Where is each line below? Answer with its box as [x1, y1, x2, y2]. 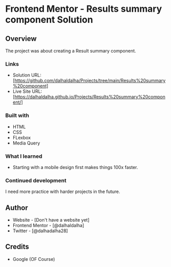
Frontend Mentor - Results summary [5, 3, 162, 15]
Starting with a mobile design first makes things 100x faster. [12, 164, 138, 170]
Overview [5, 34, 37, 43]
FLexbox [12, 134, 31, 140]
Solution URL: [12, 72, 42, 78]
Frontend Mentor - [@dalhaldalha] [12, 223, 84, 228]
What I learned [5, 153, 42, 160]
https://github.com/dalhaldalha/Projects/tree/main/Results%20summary [14, 78, 166, 84]
